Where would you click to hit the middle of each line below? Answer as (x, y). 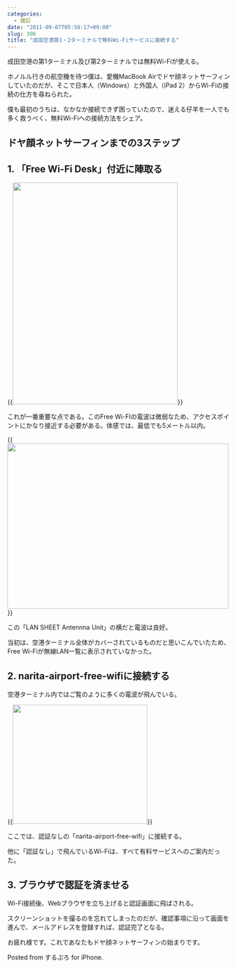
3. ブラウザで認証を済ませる (68, 885)
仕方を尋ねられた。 (47, 94)
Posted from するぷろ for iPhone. (56, 957)
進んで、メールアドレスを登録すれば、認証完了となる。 (88, 927)
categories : (25, 14)
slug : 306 (22, 34)
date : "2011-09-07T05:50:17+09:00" (60, 27)
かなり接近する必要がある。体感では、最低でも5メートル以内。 (118, 426)
